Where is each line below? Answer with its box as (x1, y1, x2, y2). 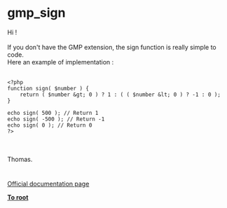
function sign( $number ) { (7, 85, 90, 92)
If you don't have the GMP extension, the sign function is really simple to (7, 43, 217, 51)
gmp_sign (7, 5, 66, 21)
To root (7, 193, 29, 202)
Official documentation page (7, 180, 90, 188)
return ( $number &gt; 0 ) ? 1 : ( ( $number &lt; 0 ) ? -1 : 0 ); (20, 91, 221, 98)
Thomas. (7, 155, 33, 163)
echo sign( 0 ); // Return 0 (7, 121, 92, 129)
